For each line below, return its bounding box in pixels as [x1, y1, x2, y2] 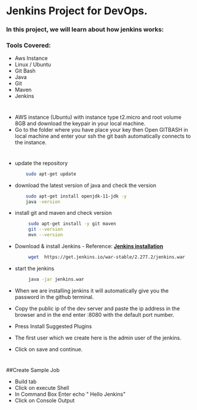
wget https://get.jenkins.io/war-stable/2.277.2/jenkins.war [28, 254, 185, 260]
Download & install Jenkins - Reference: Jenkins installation [14, 243, 163, 250]
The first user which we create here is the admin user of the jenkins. [14, 334, 182, 341]
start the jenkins [14, 265, 55, 272]
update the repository [14, 159, 68, 167]
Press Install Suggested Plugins [14, 322, 92, 330]
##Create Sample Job [6, 366, 60, 373]
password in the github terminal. [14, 293, 94, 300]
